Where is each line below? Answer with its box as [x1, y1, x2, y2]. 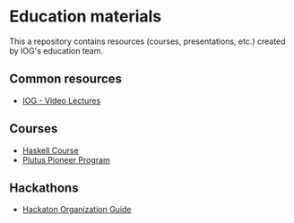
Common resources [9, 72, 123, 87]
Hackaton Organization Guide [22, 204, 132, 215]
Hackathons [9, 180, 79, 195]
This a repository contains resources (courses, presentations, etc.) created [9, 36, 286, 47]
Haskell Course [22, 145, 79, 156]
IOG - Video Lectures [22, 95, 101, 106]
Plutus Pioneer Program [22, 154, 110, 165]
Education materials [9, 6, 162, 27]
